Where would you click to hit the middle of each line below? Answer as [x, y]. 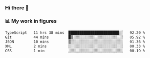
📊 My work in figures [31, 21]
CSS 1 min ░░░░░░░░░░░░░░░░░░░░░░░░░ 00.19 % [75, 51]
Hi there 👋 [17, 8]
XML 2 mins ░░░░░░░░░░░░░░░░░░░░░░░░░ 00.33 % [75, 46]
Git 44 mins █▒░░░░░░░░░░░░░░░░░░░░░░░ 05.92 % [75, 37]
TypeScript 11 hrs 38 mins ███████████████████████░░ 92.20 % [75, 33]
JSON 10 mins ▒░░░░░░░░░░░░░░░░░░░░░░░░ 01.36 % [75, 42]
